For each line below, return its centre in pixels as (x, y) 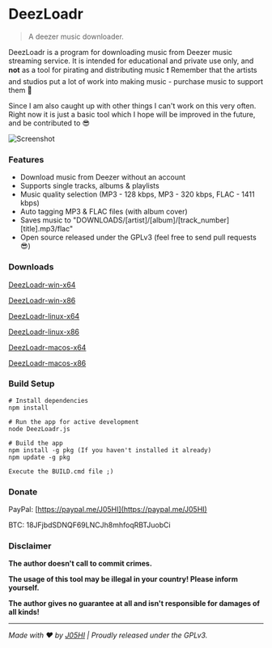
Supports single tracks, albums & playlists (89, 186)
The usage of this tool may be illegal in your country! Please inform (123, 579)
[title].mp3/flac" (47, 229)
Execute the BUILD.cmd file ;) (61, 471)
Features (26, 159)
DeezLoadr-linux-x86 (44, 332)
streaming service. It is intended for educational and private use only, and (131, 61)
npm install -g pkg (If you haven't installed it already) (110, 450)
